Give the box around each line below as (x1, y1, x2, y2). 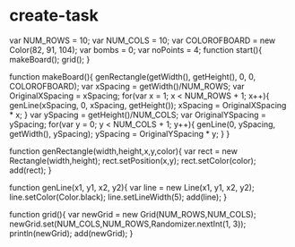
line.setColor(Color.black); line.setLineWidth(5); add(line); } (9, 192, 228, 202)
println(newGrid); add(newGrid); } (9, 227, 134, 238)
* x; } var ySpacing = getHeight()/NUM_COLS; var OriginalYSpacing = (9, 109, 267, 120)
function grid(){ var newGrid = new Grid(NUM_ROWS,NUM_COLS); (9, 209, 256, 219)
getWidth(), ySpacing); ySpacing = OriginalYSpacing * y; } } (9, 128, 230, 139)
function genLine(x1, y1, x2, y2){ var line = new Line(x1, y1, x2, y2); (9, 182, 255, 192)
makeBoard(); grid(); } (9, 54, 91, 64)
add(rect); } (9, 165, 52, 175)
